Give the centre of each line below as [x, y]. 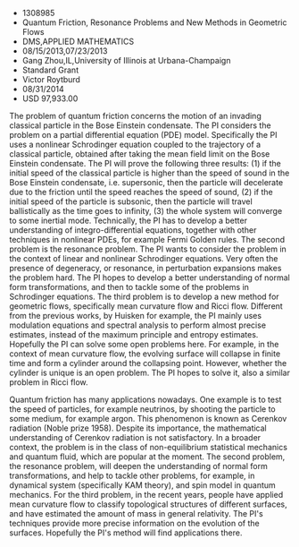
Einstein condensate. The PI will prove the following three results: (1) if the [145, 163]
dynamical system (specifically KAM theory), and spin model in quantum [143, 485]
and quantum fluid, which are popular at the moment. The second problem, [147, 457]
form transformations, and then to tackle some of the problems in [129, 287]
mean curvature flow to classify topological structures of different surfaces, [148, 504]
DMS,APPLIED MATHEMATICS [78, 41]
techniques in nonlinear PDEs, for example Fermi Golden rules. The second [147, 239]
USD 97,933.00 [50, 98]
